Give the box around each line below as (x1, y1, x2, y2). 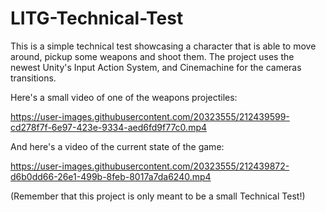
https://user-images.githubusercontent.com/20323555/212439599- (10, 110, 290, 122)
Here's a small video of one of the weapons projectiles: (10, 91, 238, 103)
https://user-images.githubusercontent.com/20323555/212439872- (10, 160, 290, 172)
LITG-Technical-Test (10, 7, 184, 30)
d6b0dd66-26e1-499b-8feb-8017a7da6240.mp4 (10, 170, 212, 182)
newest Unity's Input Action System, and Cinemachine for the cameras (10, 61, 302, 73)
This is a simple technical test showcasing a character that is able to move (10, 40, 317, 52)
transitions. (10, 72, 57, 84)
